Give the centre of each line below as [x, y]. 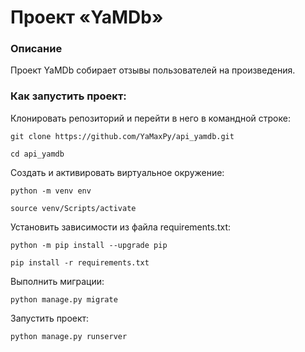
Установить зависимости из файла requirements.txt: [120, 227]
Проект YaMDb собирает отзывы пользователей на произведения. [153, 70]
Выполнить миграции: [57, 281]
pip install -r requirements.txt [80, 262]
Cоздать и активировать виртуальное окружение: [117, 172]
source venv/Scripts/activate [73, 208]
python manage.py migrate [64, 299]
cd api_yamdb [37, 154]
